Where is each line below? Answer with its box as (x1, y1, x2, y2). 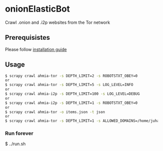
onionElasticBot (5, 3, 70, 15)
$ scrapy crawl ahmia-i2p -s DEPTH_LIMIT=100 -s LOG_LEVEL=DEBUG (5, 91, 140, 97)
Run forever (5, 130, 33, 137)
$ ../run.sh (5, 141, 26, 147)
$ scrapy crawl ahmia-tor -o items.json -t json (5, 109, 105, 115)
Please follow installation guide (5, 46, 67, 52)
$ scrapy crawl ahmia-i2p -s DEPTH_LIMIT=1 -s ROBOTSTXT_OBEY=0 (5, 101, 138, 105)
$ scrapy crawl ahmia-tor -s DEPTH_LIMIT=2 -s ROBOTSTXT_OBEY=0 (5, 73, 138, 78)
